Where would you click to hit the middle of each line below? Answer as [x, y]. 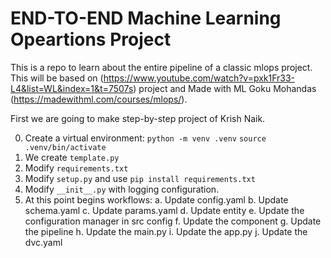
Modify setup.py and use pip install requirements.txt [140, 178]
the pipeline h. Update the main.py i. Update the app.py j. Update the [166, 231]
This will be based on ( [57, 78]
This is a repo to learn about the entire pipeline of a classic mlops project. [161, 67]
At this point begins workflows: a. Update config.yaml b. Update [156, 199]
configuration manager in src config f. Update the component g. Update [173, 221]
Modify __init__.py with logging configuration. [122, 189]
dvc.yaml [43, 242]
